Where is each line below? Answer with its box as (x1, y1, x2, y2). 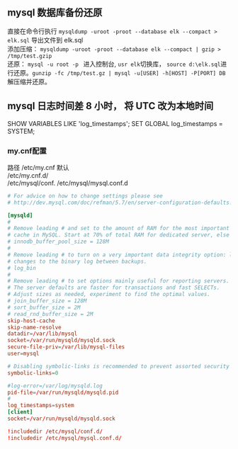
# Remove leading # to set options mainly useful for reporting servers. (7, 278, 230, 285)
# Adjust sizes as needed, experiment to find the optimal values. (7, 291, 211, 298)
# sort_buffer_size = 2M (7, 304, 81, 311)
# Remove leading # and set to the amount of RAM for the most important (7, 225, 230, 232)
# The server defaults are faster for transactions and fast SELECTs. (7, 284, 220, 292)
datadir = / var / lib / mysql (7, 330, 78, 338)
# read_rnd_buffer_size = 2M (7, 310, 93, 317)
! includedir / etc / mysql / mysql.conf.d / (7, 434, 122, 441)
